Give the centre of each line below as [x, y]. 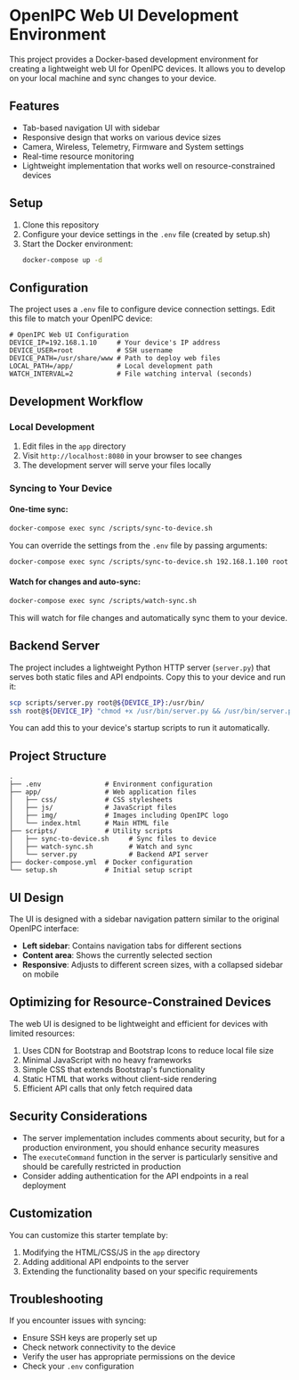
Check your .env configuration [78, 1367]
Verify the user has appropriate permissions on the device [129, 1357]
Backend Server [55, 646]
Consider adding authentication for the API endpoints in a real [135, 1176]
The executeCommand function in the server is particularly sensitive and [150, 1157]
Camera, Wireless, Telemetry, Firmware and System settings [133, 146]
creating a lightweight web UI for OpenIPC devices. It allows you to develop [148, 69]
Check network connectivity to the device [99, 1347]
